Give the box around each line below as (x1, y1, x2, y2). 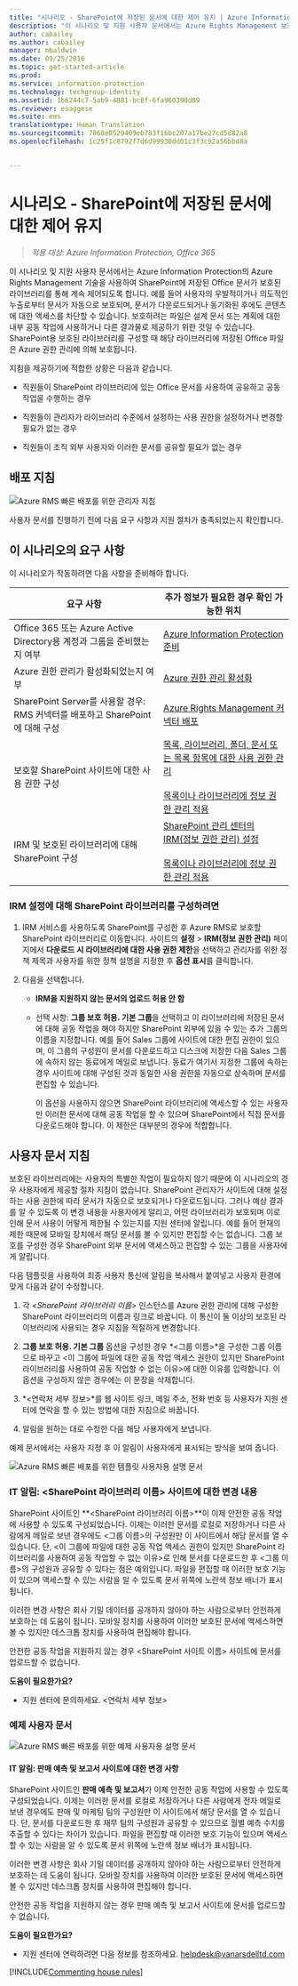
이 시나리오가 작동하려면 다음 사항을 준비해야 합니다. (9, 568, 189, 579)
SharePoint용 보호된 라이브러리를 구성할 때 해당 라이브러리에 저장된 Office (9, 333, 268, 343)
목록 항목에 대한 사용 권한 (173, 752, 273, 765)
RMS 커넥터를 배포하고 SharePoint (13, 709, 152, 721)
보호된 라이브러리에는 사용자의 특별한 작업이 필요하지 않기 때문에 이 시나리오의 (9, 1173, 279, 1184)
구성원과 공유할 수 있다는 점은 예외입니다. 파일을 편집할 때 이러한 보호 (30, 1563, 270, 1574)
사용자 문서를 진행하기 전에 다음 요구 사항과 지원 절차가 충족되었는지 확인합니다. (9, 514, 284, 525)
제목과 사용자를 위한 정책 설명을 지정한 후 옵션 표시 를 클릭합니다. (31, 955, 255, 966)
